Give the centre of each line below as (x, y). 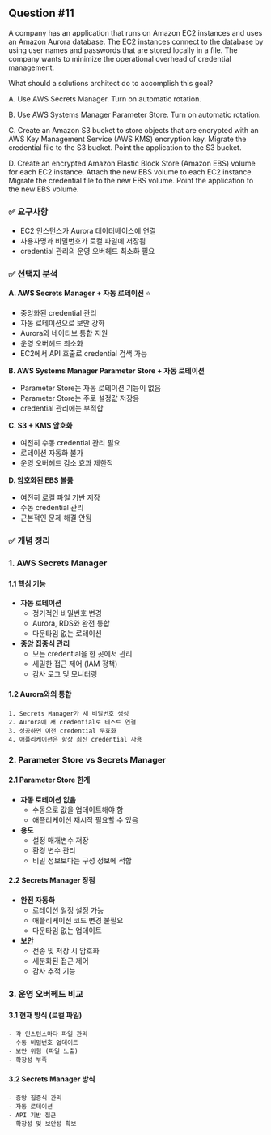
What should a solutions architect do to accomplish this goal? (110, 83)
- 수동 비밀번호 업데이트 (44, 1043)
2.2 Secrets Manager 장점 (52, 880)
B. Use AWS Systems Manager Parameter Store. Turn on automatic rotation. (135, 114)
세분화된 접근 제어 (60, 961)
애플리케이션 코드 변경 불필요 (78, 920)
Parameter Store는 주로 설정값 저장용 (80, 398)
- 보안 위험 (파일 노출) (43, 1051)
